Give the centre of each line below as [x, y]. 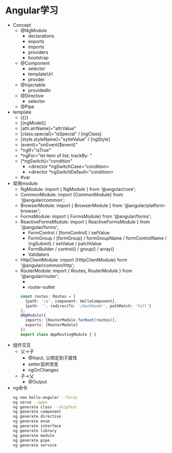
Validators [39, 254]
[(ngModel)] [33, 123]
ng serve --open [30, 402]
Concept [22, 25]
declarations [41, 36]
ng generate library [35, 430]
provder [36, 79]
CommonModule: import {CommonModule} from [72, 195]
